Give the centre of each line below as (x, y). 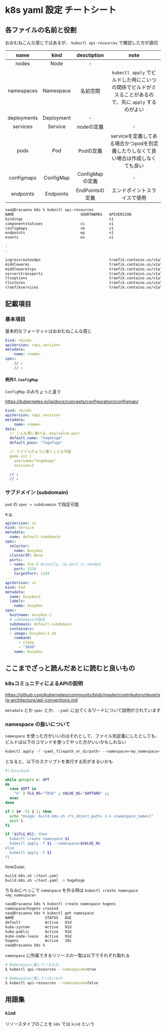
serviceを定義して (132, 136)
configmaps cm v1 (59, 228)
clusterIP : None (26, 555)
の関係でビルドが (132, 87)
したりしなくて (134, 151)
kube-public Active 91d (38, 932)
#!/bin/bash (17, 771)
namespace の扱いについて (38, 724)
